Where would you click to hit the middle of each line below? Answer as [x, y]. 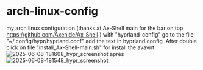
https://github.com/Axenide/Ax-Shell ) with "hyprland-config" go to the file [100, 34]
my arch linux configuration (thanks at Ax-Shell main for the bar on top [95, 28]
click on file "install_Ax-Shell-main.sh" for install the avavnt [80, 47]
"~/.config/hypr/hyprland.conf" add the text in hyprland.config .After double [101, 41]
